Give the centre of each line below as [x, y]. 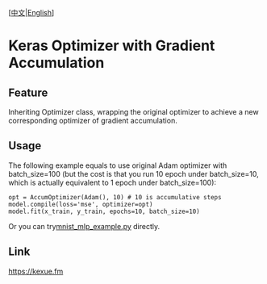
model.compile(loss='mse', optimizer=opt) [81, 204]
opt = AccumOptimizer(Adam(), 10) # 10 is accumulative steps [115, 197]
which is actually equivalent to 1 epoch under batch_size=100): [112, 182]
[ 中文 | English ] [31, 13]
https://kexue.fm [36, 271]
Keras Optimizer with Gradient [112, 46]
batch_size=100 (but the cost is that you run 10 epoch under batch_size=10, [134, 173]
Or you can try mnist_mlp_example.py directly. [84, 226]
